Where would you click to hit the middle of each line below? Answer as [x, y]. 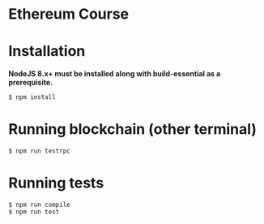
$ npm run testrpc [39, 151]
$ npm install [32, 97]
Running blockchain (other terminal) [133, 129]
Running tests [56, 183]
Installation [47, 52]
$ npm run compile [39, 205]
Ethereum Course [69, 14]
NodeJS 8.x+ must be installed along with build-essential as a [115, 74]
